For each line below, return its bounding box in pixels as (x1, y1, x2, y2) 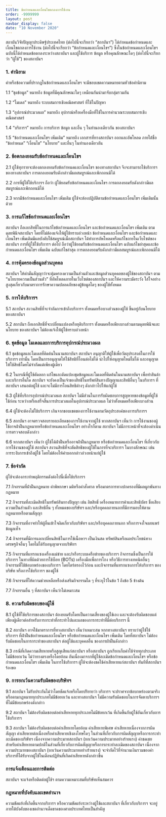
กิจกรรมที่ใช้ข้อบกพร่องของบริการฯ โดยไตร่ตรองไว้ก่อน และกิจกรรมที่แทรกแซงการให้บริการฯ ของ (5, 562, 161, 568)
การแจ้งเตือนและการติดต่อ (5, 765, 55, 772)
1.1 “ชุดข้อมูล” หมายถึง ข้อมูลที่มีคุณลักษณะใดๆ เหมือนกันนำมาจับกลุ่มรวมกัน (5, 89, 129, 95)
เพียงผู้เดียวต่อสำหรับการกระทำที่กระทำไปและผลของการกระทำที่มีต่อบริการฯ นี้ (5, 617, 130, 623)
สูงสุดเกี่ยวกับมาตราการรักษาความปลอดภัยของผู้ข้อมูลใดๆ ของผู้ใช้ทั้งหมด (5, 282, 122, 288)
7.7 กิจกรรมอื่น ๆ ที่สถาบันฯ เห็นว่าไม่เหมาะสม (5, 588, 80, 594)
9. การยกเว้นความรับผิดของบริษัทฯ (5, 677, 72, 684)
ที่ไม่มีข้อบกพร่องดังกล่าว (5, 699, 45, 705)
